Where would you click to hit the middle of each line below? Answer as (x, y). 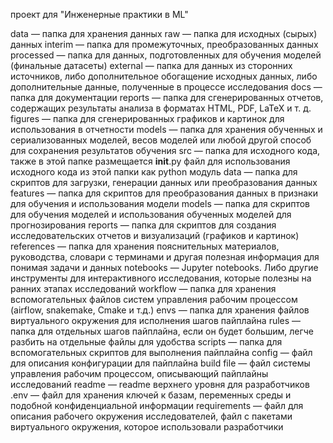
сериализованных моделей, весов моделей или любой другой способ (161, 140)
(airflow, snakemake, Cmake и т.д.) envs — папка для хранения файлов (160, 310)
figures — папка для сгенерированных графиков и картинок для (147, 118)
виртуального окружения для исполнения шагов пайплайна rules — (156, 320)
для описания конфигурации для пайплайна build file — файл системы (160, 363)
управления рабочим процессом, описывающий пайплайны (139, 373)
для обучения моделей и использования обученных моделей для (151, 214)
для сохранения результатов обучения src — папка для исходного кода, (165, 150)
